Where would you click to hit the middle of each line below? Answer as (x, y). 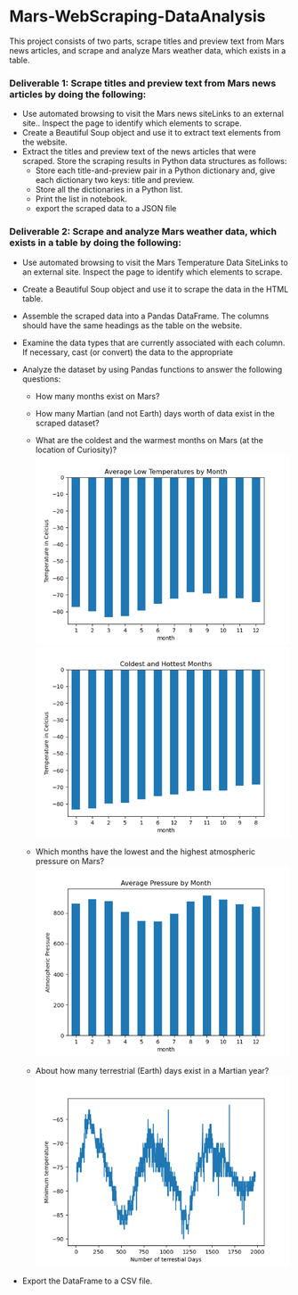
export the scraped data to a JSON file (106, 209)
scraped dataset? (67, 423)
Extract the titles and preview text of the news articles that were (139, 152)
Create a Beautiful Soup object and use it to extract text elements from (151, 133)
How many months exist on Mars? (97, 396)
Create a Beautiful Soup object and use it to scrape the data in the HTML (155, 289)
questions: (41, 379)
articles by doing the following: (78, 94)
